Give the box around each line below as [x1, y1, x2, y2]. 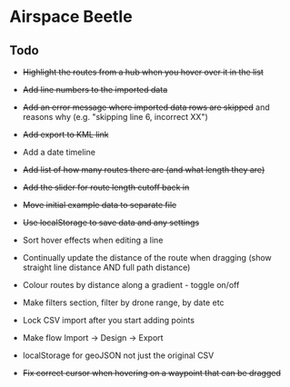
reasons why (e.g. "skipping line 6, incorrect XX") [22, 112, 209, 122]
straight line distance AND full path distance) [22, 262, 191, 273]
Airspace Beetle [9, 6, 134, 27]
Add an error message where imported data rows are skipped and [22, 102, 270, 113]
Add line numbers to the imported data [22, 84, 168, 94]
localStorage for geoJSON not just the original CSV [22, 350, 215, 361]
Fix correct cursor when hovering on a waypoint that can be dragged [22, 368, 282, 378]
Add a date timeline [22, 147, 95, 157]
